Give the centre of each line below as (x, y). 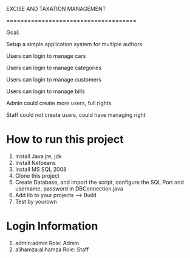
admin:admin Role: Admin (47, 243)
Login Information (52, 226)
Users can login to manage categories (54, 68)
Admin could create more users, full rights (59, 103)
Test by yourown (36, 201)
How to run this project (65, 140)
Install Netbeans (36, 162)
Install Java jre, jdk (38, 156)
